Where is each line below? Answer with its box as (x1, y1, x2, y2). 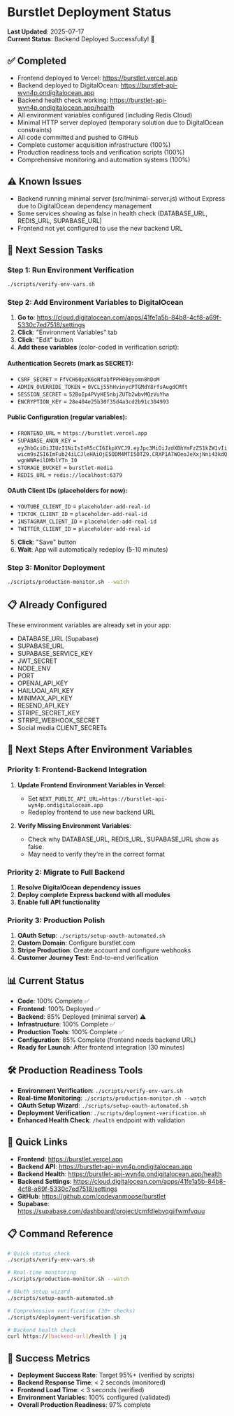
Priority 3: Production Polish (7, 915, 105, 925)
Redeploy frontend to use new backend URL (27, 808, 155, 816)
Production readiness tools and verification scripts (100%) (17, 148, 185, 156)
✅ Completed (7, 55, 66, 67)
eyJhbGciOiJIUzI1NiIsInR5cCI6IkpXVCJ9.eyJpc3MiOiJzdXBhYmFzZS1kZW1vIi (17, 445, 228, 452)
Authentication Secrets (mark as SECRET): (7, 359, 134, 368)
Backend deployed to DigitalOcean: (17, 81, 119, 90)
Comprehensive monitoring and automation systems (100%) (17, 155, 191, 164)
